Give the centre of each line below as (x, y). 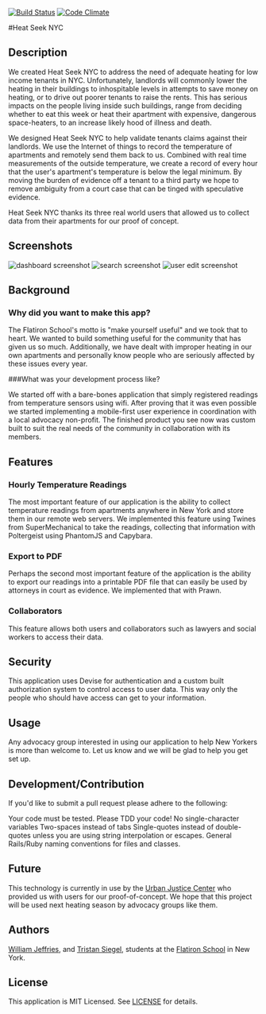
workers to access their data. (56, 637)
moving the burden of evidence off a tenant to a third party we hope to (124, 180)
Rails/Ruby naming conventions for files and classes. (94, 844)
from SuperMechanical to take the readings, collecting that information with (132, 527)
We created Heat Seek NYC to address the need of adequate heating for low (133, 72)
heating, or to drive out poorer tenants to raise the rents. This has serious (128, 97)
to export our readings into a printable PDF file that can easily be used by (128, 582)
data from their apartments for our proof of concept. (94, 221)
